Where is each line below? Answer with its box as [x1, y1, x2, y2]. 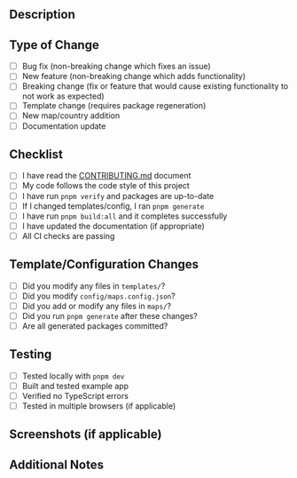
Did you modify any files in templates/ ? [21, 280, 166, 291]
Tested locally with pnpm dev [21, 370, 125, 381]
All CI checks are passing [21, 230, 115, 241]
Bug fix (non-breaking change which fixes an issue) [21, 61, 211, 72]
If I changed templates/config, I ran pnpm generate [21, 200, 205, 211]
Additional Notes [9, 457, 105, 472]
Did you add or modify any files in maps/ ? [21, 300, 171, 311]
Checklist [9, 147, 64, 162]
